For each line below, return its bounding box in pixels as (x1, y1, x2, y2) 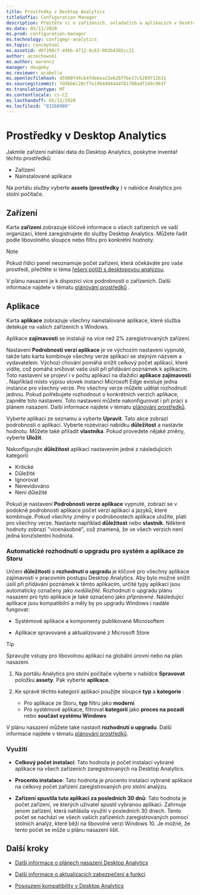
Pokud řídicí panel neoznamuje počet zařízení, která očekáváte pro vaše (6, 260, 183, 267)
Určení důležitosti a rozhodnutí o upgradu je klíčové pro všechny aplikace (6, 568, 189, 575)
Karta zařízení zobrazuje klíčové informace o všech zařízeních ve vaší (6, 224, 179, 231)
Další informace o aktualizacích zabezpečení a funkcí (14, 871, 146, 878)
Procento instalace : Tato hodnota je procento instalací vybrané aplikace (14, 776, 192, 783)
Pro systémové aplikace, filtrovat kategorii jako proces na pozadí (23, 706, 185, 713)
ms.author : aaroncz (6, 58, 55, 64)
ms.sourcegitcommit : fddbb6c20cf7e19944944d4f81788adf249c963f (6, 81, 167, 87)
